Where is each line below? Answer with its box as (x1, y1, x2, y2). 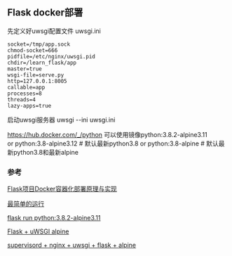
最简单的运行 (7, 200, 44, 208)
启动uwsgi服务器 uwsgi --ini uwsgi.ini (7, 115, 116, 124)
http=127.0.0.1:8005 (7, 77, 68, 84)
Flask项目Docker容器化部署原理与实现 (7, 185, 117, 193)
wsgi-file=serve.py (7, 71, 64, 79)
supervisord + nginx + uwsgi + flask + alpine (7, 241, 137, 250)
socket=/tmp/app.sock (7, 41, 71, 48)
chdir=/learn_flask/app (7, 59, 77, 66)
